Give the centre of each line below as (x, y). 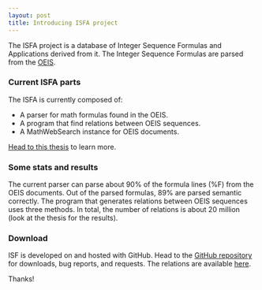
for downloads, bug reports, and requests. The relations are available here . (129, 264)
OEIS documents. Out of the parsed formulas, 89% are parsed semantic (125, 193)
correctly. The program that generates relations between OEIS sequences (128, 201)
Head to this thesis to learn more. (62, 147)
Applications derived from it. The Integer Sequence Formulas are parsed (126, 54)
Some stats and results (53, 167)
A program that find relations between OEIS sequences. (110, 123)
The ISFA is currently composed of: (65, 99)
